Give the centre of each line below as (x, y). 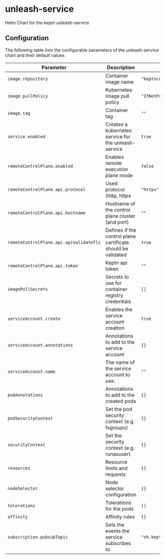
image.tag (19, 113)
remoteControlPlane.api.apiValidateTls (54, 242)
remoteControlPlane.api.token (43, 266)
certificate (117, 242)
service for (118, 136)
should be (117, 248)
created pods (121, 401)
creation (115, 328)
